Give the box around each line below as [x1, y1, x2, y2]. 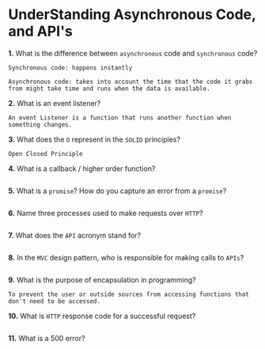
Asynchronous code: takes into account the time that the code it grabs [8, 78, 253, 85]
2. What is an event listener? [8, 98, 101, 108]
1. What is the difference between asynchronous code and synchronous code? [8, 48, 258, 58]
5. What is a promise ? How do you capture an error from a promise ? [8, 186, 227, 195]
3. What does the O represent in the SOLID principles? [8, 135, 180, 144]
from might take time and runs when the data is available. [8, 85, 211, 93]
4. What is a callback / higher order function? [8, 164, 156, 173]
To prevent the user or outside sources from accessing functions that [8, 290, 249, 298]
